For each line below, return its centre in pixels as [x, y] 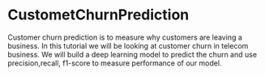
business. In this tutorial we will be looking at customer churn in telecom [128, 45]
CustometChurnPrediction [98, 15]
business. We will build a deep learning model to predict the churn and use [132, 54]
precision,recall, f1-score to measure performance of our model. [115, 63]
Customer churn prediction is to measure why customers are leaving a [125, 37]
